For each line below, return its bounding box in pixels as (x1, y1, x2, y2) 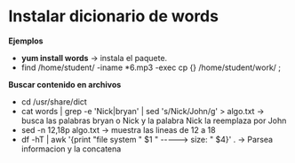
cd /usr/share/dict (20, 96, 88, 107)
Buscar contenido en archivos (8, 79, 122, 89)
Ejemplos (8, 35, 44, 46)
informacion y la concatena (20, 144, 122, 154)
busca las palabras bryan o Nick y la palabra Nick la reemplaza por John (20, 115, 287, 126)
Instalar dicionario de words (8, 6, 219, 27)
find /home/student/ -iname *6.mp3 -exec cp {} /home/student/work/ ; (20, 62, 282, 73)
